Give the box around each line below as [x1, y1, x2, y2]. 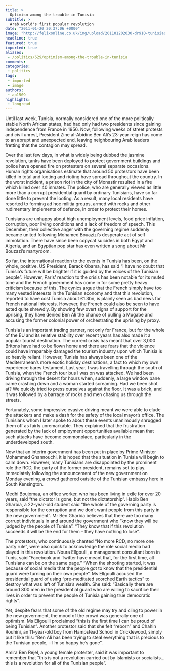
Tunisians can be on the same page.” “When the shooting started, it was [5, 560, 156, 566]
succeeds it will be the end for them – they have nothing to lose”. [5, 529, 140, 535]
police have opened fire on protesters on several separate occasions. [5, 163, 150, 169]
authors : [5, 87, 24, 93]
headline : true [5, 36, 37, 41]
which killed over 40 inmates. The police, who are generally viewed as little [5, 184, 162, 190]
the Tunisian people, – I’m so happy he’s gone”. [5, 640, 103, 646]
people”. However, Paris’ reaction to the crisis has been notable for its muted [5, 274, 165, 280]
